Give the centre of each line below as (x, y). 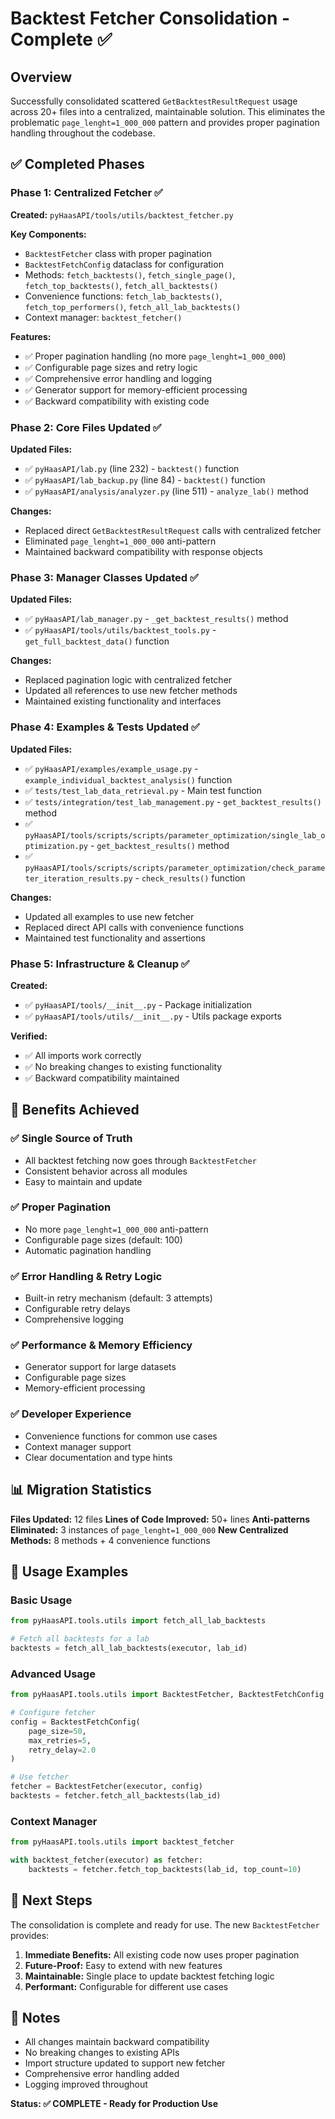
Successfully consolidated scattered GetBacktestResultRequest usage (154, 101)
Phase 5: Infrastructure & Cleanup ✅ (100, 964)
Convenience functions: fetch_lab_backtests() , (123, 296)
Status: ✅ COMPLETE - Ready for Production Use (114, 2104)
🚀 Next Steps (51, 1900)
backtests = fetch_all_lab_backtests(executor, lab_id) (129, 1648)
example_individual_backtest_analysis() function (128, 779)
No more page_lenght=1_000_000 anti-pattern (116, 1229)
